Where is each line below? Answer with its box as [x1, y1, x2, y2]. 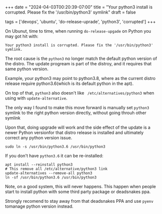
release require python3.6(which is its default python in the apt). [5, 80, 134, 86]
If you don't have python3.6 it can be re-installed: [5, 153, 104, 158]
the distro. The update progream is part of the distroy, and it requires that [5, 61, 152, 66]
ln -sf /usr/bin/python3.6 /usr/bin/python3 [5, 175, 97, 180]
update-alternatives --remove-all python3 [5, 171, 92, 175]
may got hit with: [5, 34, 39, 39]
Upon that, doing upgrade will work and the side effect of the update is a [5, 124, 151, 130]
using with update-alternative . [5, 95, 68, 101]
